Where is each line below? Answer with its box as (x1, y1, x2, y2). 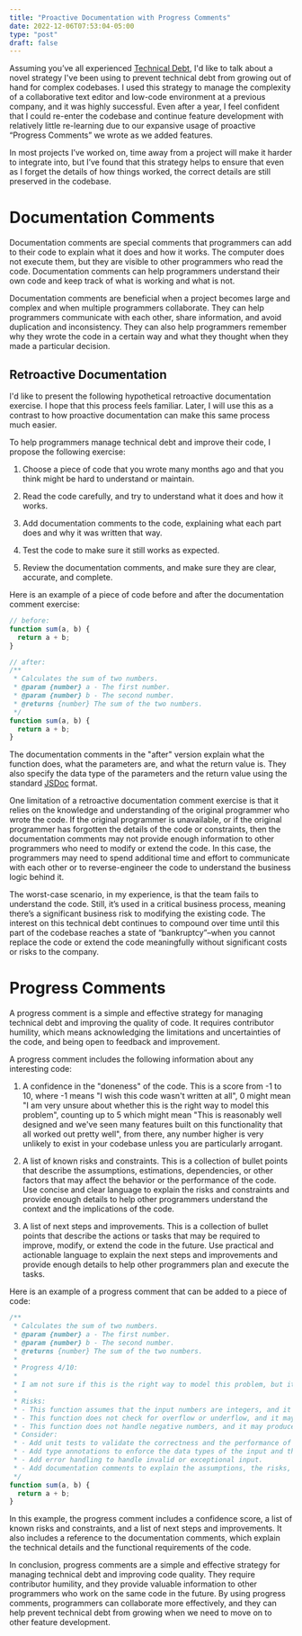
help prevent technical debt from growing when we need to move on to (9, 1607, 272, 1618)
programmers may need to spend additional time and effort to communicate (9, 852, 290, 864)
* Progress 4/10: (13, 1363, 78, 1372)
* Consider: (13, 1430, 58, 1440)
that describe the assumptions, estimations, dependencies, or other (22, 1165, 273, 1176)
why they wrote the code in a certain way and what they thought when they (9, 331, 289, 342)
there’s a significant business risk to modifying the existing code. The (9, 908, 266, 919)
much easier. (9, 419, 58, 430)
